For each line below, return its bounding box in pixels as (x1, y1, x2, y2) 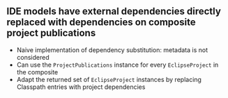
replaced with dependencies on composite (6, 17, 196, 28)
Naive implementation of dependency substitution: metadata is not (16, 45, 208, 54)
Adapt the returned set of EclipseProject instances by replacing (16, 75, 202, 83)
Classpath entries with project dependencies (16, 83, 146, 91)
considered (16, 53, 50, 61)
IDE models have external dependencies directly (6, 6, 221, 17)
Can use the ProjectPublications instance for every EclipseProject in (16, 60, 219, 69)
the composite (16, 67, 59, 76)
